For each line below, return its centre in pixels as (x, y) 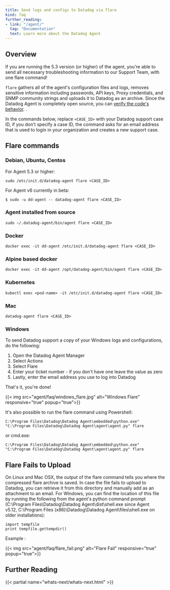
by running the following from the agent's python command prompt (76, 499)
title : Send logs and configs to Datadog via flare (61, 10)
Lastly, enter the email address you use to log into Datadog (74, 377)
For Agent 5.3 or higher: (30, 171)
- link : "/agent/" (25, 24)
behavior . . (16, 109)
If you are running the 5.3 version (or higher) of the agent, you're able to (80, 66)
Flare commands (32, 146)
